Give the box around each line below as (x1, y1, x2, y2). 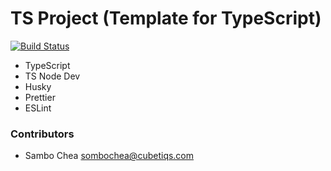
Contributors (10, 127, 75, 141)
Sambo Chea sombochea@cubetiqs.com (24, 150, 195, 162)
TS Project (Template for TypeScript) (10, 7, 322, 30)
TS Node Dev (24, 70, 81, 82)
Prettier (24, 91, 56, 103)
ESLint (24, 102, 52, 114)
